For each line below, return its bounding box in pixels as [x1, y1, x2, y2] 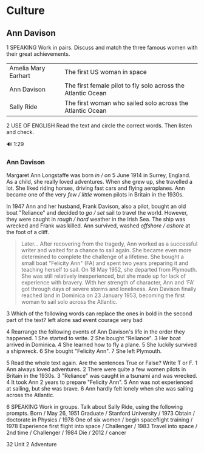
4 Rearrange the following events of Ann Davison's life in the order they [6, 328, 185, 335]
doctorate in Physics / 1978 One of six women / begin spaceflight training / [6, 416, 193, 423]
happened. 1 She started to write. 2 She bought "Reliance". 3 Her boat [6, 335, 181, 342]
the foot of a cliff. [6, 229, 50, 236]
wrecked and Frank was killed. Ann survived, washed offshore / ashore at [6, 222, 191, 229]
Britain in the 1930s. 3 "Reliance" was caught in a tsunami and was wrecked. [6, 372, 197, 380]
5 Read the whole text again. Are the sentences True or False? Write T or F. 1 [6, 359, 197, 367]
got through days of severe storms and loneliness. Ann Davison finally [21, 286, 197, 293]
